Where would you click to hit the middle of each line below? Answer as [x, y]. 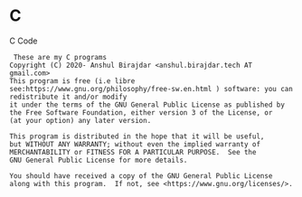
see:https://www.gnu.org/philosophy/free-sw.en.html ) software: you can [151, 89]
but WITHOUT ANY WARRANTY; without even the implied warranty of [135, 144]
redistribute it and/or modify [68, 97]
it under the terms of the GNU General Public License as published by [147, 105]
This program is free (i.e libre [72, 81]
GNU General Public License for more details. [99, 160]
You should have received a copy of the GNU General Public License [141, 176]
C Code [24, 41]
